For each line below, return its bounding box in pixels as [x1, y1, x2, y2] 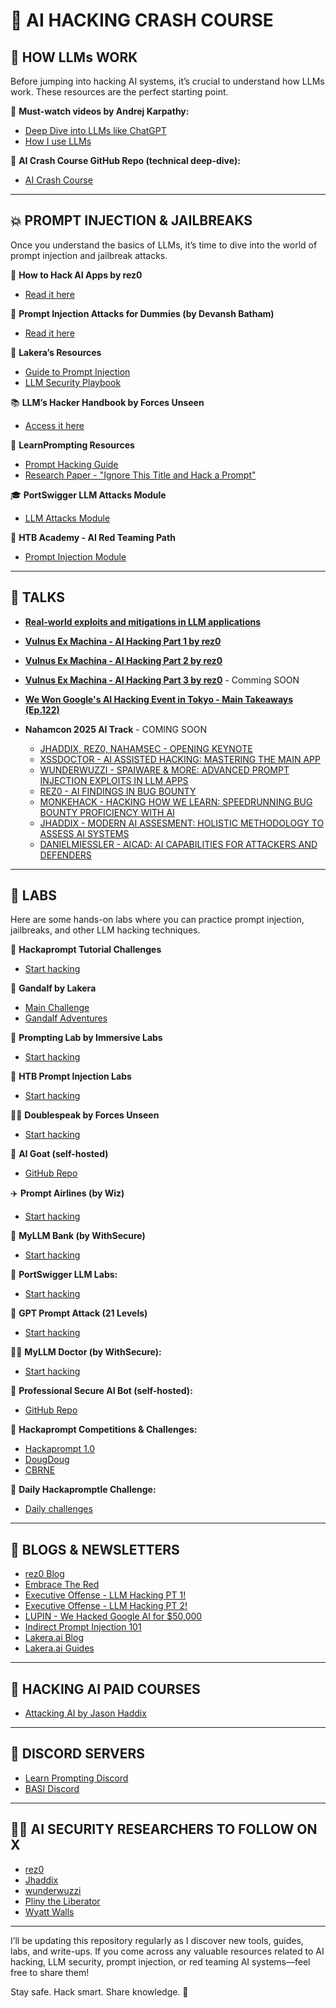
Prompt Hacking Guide [24, 458, 119, 470]
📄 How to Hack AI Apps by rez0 [10, 269, 143, 281]
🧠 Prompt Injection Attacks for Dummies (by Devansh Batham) [10, 307, 275, 319]
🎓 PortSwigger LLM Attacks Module [10, 489, 167, 501]
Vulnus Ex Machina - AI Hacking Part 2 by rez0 [24, 654, 223, 666]
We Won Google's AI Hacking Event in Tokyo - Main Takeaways [24, 693, 294, 705]
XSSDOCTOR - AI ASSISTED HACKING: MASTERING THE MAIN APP [39, 753, 322, 765]
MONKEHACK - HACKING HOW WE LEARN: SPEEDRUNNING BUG [39, 795, 313, 808]
